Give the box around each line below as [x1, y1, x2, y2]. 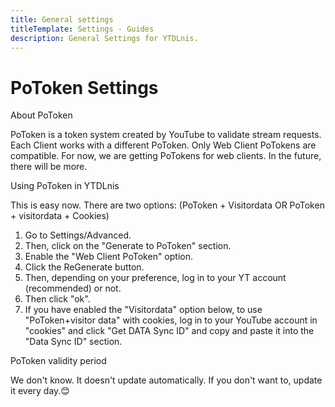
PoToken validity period [10, 355, 107, 367]
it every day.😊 [10, 385, 70, 397]
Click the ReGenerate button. [24, 261, 145, 273]
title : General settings [10, 14, 114, 25]
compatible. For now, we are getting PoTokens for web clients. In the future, [10, 150, 322, 162]
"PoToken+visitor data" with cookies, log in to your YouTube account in [24, 314, 318, 326]
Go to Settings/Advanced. [24, 229, 132, 241]
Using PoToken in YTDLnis [10, 180, 120, 192]
